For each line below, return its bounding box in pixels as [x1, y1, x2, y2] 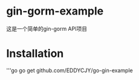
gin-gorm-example [6, 4, 104, 18]
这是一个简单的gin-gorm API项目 [6, 25, 88, 32]
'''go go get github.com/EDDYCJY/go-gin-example [6, 67, 133, 74]
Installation [6, 47, 64, 61]
